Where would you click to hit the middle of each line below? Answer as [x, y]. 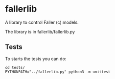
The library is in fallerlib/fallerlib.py [40, 32]
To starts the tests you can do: [36, 59]
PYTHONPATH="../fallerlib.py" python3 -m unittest [58, 72]
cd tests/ [15, 67]
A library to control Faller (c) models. [42, 22]
